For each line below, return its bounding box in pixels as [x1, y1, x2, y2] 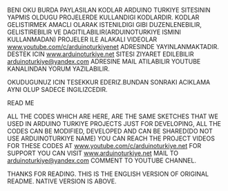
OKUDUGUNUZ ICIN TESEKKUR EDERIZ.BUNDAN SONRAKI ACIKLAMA [7, 78, 211, 86]
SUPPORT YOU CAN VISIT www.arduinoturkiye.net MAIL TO [7, 149, 178, 157]
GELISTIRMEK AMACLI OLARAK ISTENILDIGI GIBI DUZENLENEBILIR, [7, 21, 202, 28]
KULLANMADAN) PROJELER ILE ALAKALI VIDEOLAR [7, 35, 158, 44]
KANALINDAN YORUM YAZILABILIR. [7, 65, 110, 73]
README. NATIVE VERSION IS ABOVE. [7, 177, 117, 185]
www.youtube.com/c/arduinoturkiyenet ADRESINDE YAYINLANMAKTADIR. [7, 43, 220, 51]
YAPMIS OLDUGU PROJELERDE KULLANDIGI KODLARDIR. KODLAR [7, 13, 200, 21]
